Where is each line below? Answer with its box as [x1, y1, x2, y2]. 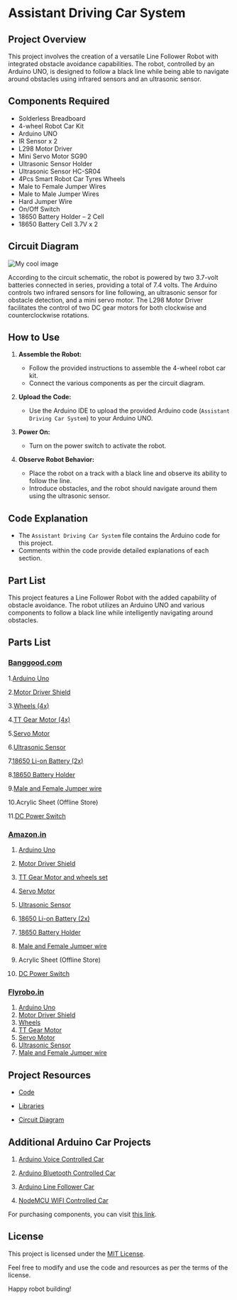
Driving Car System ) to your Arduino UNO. [28, 414, 153, 423]
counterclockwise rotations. [8, 310, 89, 319]
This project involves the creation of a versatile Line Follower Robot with [8, 52, 219, 60]
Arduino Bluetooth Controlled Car [18, 1169, 116, 1177]
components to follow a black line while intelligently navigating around [8, 609, 214, 617]
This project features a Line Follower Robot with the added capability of [8, 593, 217, 602]
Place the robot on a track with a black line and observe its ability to [28, 469, 228, 477]
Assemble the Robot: [18, 350, 82, 359]
